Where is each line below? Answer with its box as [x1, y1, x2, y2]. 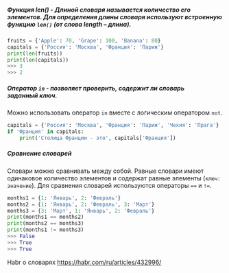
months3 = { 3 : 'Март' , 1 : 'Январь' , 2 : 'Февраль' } [7, 207, 155, 214]
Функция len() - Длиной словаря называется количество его [7, 5, 191, 14]
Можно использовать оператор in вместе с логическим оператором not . [7, 108, 223, 117]
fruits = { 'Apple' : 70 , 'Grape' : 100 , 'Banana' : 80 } [7, 37, 161, 44]
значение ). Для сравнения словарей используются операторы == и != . [7, 181, 212, 189]
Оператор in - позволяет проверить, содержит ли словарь [7, 84, 185, 92]
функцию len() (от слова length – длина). [7, 20, 132, 28]
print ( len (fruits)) [7, 50, 63, 57]
